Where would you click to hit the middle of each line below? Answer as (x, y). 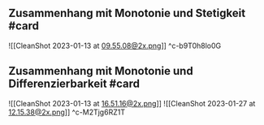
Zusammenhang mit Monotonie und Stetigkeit (127, 13)
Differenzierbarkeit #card (74, 84)
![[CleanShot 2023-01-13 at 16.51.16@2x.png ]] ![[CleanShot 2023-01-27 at (132, 103)
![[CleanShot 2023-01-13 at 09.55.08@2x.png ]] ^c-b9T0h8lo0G (115, 45)
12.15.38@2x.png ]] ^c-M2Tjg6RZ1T (67, 112)
